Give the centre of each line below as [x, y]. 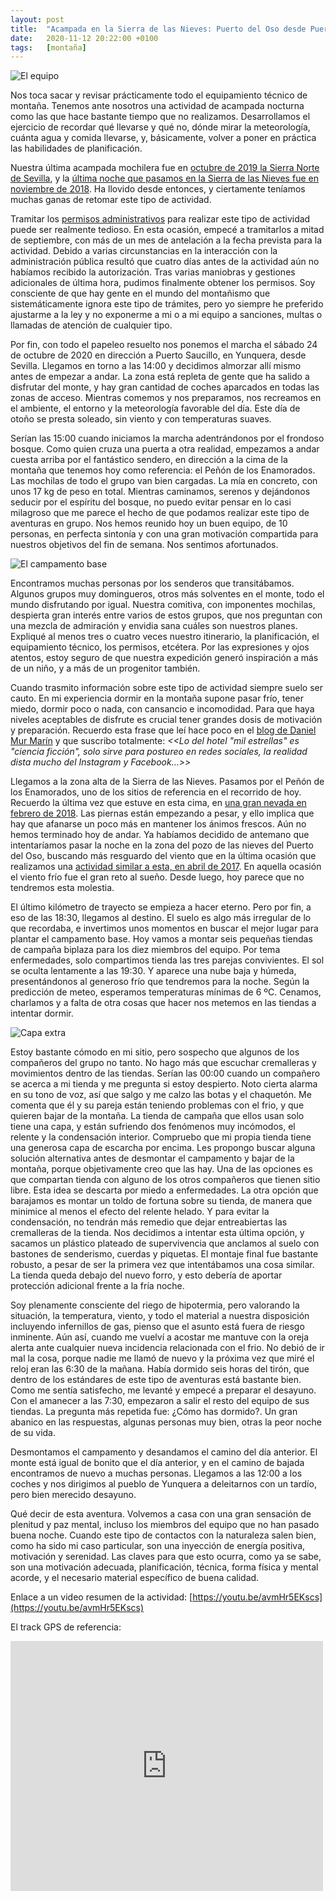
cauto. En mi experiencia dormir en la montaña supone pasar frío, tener [157, 698]
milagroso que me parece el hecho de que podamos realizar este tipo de [160, 513]
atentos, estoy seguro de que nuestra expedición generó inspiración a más [164, 658]
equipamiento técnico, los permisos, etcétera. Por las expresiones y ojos [160, 647]
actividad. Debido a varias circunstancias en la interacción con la [144, 251]
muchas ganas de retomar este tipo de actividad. [111, 200]
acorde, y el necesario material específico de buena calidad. [135, 1578]
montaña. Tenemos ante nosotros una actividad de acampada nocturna [157, 106]
